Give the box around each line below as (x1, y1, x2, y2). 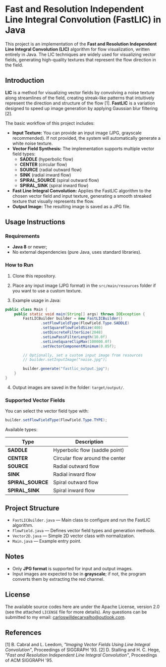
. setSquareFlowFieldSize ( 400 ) (40, 326, 103, 331)
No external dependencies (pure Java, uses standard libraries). (12, 249, 142, 255)
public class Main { (5, 307, 48, 312)
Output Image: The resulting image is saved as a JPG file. (12, 203, 131, 209)
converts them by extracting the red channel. (12, 576, 105, 582)
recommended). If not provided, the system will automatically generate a (12, 135, 161, 141)
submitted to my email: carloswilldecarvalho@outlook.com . (5, 614, 126, 620)
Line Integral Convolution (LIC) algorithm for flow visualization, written (5, 46, 150, 52)
